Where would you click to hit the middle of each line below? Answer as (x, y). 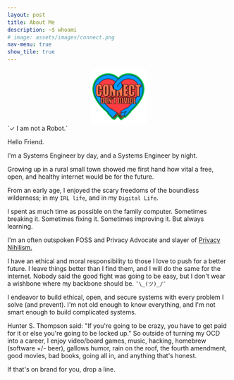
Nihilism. (20, 247)
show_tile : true (31, 52)
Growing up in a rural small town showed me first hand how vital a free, (110, 169)
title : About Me (31, 22)
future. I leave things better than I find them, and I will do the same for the (114, 268)
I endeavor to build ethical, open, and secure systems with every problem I (116, 297)
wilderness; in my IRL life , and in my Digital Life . (83, 198)
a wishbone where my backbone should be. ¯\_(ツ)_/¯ (87, 284)
